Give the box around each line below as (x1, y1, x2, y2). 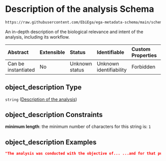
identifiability (96, 66, 127, 73)
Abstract (7, 48, 29, 55)
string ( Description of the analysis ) (5, 96, 78, 102)
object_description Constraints (5, 111, 103, 119)
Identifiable (96, 48, 124, 55)
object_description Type (5, 83, 82, 92)
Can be (7, 60, 25, 67)
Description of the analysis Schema (5, 3, 154, 15)
